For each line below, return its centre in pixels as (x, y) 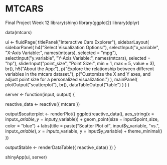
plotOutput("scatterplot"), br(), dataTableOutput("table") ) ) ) (67, 85)
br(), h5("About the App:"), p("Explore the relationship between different (80, 69)
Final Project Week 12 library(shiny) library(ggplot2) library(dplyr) (72, 23)
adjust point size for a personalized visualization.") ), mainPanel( (71, 79)
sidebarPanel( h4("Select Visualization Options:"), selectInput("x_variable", (82, 47)
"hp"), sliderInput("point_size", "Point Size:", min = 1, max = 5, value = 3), (80, 63)
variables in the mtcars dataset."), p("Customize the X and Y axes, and (78, 74)
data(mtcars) (19, 32)
